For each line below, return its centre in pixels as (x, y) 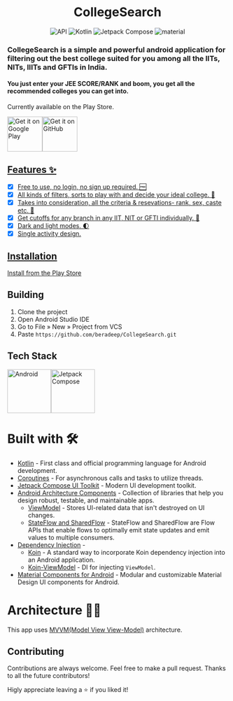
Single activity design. (49, 234)
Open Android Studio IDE (53, 319)
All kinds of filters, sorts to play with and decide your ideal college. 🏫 (116, 194)
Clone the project (42, 311)
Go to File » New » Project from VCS (70, 327)
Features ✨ (32, 170)
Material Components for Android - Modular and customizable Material (119, 574)
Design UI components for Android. (69, 582)
